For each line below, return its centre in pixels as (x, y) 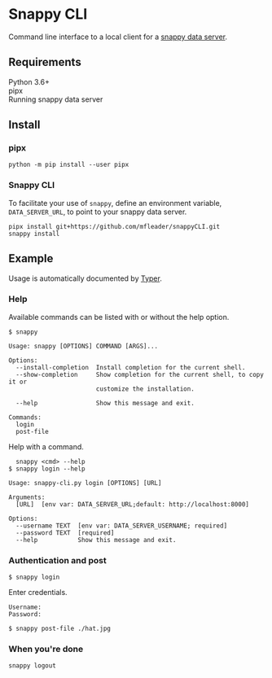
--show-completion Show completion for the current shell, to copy (140, 374)
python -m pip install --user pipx (69, 165)
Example (31, 258)
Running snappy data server (56, 99)
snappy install (34, 234)
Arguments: (27, 497)
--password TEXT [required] (65, 533)
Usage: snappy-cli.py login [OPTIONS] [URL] (85, 483)
